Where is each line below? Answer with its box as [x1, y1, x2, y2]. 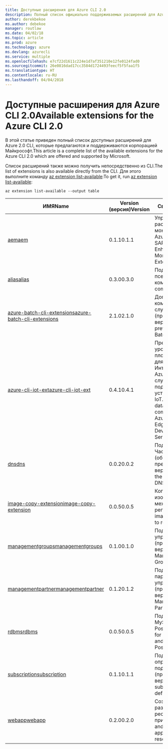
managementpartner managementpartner [7, 585, 104, 592]
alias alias [7, 276, 29, 283]
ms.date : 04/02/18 [5, 31, 43, 36]
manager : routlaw [5, 26, 41, 31]
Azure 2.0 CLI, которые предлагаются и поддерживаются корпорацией [5, 142, 157, 148]
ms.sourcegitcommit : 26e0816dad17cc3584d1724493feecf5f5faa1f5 [5, 63, 140, 68]
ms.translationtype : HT [5, 68, 55, 73]
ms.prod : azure [5, 40, 37, 45]
